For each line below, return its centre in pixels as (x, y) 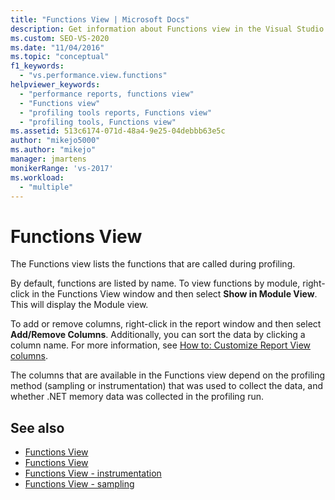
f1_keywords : (37, 66)
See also (37, 427)
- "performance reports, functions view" (107, 94)
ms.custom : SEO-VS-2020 (60, 38)
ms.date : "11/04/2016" (57, 47)
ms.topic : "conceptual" (60, 57)
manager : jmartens (48, 159)
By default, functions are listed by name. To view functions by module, (155, 283)
